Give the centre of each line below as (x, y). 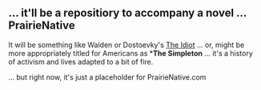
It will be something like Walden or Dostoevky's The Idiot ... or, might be (126, 45)
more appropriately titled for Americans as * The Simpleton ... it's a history (131, 53)
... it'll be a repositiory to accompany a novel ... (127, 13)
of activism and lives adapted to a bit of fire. (81, 61)
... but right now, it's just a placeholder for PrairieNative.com (107, 77)
